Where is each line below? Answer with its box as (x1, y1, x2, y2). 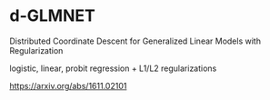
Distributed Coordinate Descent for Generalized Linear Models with (9, 35, 262, 46)
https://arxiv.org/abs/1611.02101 (9, 80, 127, 91)
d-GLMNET (9, 5, 95, 26)
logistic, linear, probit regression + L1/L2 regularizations (9, 63, 217, 74)
